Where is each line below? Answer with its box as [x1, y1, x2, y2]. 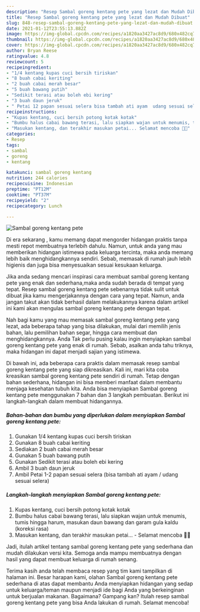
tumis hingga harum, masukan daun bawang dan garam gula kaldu [14, 519, 179, 526]
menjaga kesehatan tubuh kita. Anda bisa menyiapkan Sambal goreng [6, 385, 177, 392]
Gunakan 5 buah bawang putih [14, 452, 90, 459]
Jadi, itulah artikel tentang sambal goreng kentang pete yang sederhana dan [6, 543, 193, 550]
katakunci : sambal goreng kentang [6, 170, 92, 176]
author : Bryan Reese [6, 48, 58, 54]
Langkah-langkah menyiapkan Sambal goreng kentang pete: [6, 491, 161, 498]
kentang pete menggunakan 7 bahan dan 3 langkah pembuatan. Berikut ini [6, 391, 189, 399]
